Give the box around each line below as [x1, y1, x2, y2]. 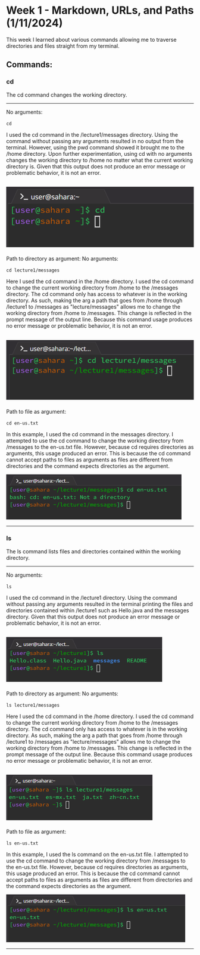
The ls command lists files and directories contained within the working [6, 547, 181, 555]
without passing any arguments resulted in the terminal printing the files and [6, 600, 193, 608]
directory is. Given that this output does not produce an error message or [6, 162, 186, 170]
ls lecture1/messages [6, 702, 60, 708]
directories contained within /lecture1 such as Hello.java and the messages [6, 606, 189, 614]
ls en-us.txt [6, 840, 39, 846]
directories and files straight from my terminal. [6, 42, 120, 50]
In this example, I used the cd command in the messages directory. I [6, 430, 174, 438]
